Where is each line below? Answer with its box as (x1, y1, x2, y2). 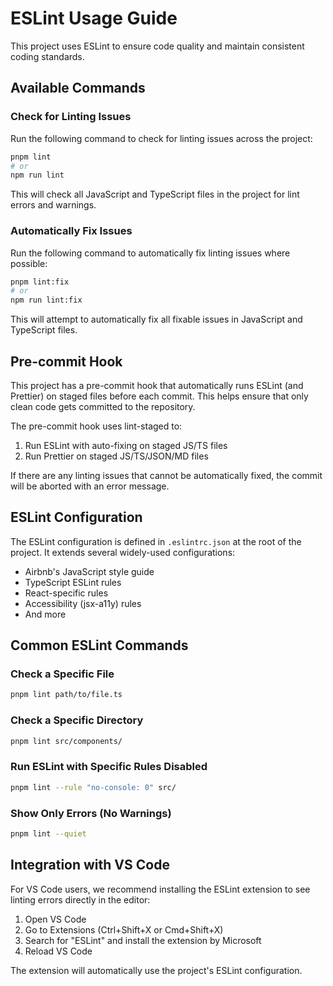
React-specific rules (24, 587, 109, 599)
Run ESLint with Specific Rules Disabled (10, 760, 208, 774)
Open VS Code (24, 913, 87, 925)
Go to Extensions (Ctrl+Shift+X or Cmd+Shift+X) (24, 923, 224, 936)
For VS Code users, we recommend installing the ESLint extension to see (10, 883, 311, 895)
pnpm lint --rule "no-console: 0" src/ (10, 782, 177, 792)
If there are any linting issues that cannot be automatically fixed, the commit (10, 469, 323, 481)
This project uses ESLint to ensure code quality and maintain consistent (10, 40, 305, 52)
